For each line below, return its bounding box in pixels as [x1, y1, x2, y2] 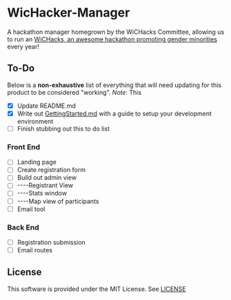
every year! [7, 42, 39, 50]
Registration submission [17, 238, 86, 246]
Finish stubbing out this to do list [17, 124, 110, 133]
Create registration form [17, 166, 86, 174]
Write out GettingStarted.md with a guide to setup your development [17, 109, 212, 118]
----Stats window [17, 189, 68, 198]
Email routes [17, 246, 53, 254]
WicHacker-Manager [7, 5, 130, 21]
